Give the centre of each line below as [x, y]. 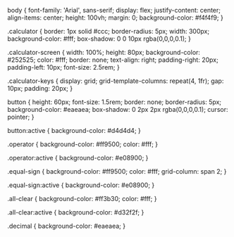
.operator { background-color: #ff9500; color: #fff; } [83, 144]
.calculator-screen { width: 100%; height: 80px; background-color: [104, 52]
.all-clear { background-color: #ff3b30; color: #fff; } [82, 199]
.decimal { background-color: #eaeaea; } [66, 226]
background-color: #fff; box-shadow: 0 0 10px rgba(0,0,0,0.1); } [99, 39]
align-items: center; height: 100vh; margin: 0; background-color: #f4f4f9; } [115, 18]
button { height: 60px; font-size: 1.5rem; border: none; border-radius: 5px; [115, 102]
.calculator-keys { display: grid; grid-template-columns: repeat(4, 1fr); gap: [116, 81]
